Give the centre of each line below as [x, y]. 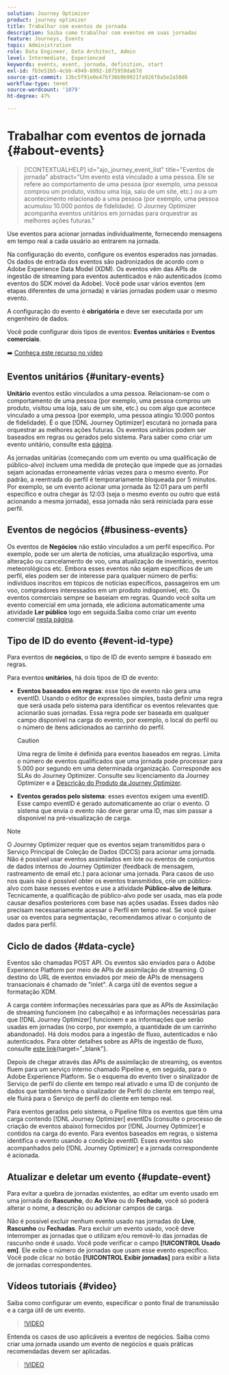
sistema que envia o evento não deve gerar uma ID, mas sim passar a [114, 811]
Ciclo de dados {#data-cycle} [71, 946]
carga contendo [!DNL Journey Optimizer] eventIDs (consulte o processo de [114, 1119]
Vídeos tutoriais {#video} [62, 1286]
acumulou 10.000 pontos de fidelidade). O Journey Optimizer [110, 205]
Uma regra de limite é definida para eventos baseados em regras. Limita [119, 754]
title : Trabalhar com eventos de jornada [67, 26]
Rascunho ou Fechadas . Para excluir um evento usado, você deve [101, 1228]
